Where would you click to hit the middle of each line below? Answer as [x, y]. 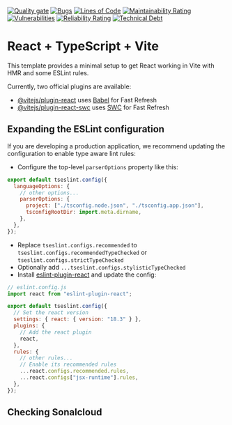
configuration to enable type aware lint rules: [71, 153]
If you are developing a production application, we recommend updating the [116, 146]
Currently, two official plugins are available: [69, 86]
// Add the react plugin [56, 332]
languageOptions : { [42, 186]
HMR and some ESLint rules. [48, 72]
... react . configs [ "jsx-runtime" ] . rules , [79, 378]
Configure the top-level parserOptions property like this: [98, 167]
